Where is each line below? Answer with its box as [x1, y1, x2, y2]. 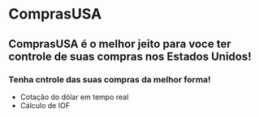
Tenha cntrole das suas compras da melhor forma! [8, 73, 211, 85]
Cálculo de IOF [19, 100, 71, 110]
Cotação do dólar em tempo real [19, 92, 129, 102]
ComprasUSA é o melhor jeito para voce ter [8, 37, 231, 51]
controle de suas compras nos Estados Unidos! [8, 49, 252, 63]
